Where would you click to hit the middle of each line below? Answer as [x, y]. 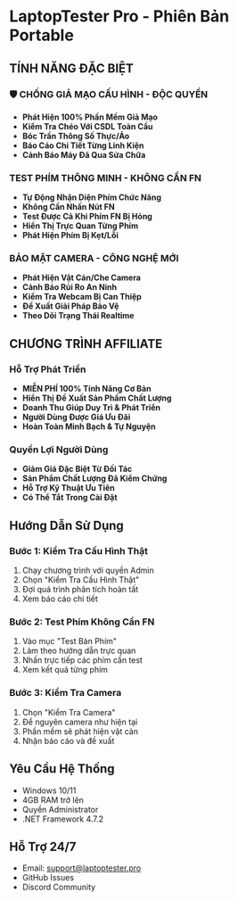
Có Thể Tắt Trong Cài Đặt [70, 498]
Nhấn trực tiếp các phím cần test [82, 660]
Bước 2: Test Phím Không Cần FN [82, 622]
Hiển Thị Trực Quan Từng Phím [80, 226]
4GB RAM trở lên [53, 799]
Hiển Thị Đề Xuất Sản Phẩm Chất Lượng [97, 398]
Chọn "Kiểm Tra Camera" [69, 712]
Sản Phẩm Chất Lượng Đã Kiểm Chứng [94, 478]
